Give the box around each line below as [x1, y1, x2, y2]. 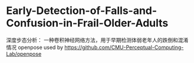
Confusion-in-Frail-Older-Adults [6, 16, 169, 30]
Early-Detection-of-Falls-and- [6, 4, 157, 17]
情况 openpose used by [6, 44, 64, 51]
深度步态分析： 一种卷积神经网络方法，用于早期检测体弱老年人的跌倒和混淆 [6, 36, 189, 43]
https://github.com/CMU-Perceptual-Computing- [64, 44, 184, 51]
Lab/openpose [6, 50, 42, 57]
